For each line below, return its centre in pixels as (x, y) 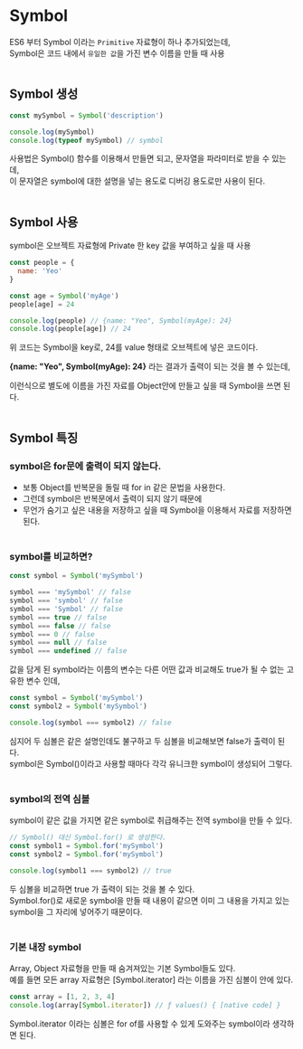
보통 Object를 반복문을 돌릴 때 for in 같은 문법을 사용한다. (124, 487)
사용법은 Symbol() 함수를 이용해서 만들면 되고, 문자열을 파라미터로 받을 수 (139, 158)
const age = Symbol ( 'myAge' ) (64, 296)
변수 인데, (43, 681)
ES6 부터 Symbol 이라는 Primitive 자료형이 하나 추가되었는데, (120, 42)
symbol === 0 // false (52, 634)
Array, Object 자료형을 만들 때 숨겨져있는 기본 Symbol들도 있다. (123, 968)
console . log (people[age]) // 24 (70, 329)
